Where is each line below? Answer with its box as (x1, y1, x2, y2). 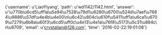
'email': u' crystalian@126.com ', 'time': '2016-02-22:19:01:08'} (25, 24, 147, 30)
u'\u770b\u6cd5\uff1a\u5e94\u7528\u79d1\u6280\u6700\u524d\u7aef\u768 (5, 9, 157, 15)
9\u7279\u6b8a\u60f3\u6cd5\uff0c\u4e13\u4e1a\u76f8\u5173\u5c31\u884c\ (5, 19, 157, 25)
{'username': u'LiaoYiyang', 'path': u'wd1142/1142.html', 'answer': (5, 4, 135, 10)
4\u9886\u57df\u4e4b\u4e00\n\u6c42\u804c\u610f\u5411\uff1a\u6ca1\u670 (5, 14, 158, 20)
